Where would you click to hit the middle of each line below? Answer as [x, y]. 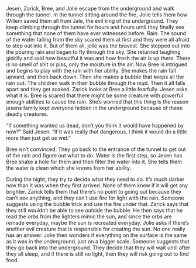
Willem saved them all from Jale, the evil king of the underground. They [92, 21]
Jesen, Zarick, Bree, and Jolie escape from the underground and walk [90, 8]
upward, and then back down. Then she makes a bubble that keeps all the [95, 77]
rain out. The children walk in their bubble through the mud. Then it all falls [96, 83]
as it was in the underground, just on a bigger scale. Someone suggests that [98, 241]
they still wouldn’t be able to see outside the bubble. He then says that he [94, 210]
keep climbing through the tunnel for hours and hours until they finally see [95, 27]
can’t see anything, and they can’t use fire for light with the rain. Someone [95, 198]
